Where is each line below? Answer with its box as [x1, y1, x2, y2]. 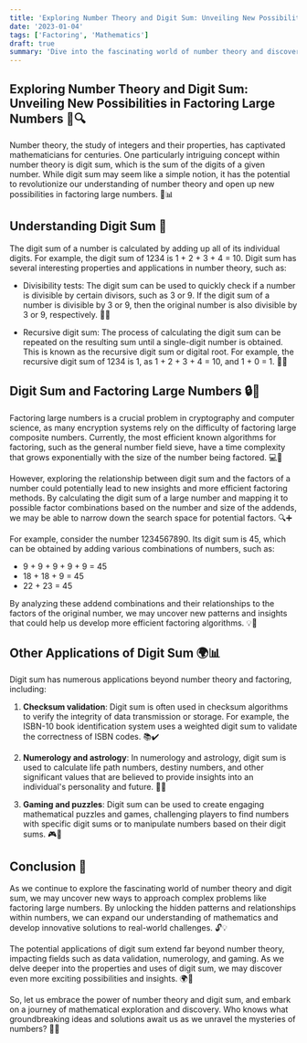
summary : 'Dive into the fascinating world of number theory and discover [9, 47, 301, 57]
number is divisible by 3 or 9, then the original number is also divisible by [22, 299, 298, 311]
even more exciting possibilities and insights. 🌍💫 [9, 974, 194, 985]
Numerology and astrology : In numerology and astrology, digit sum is [22, 753, 287, 764]
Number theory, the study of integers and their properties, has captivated [9, 139, 286, 151]
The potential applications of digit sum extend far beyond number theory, [9, 943, 285, 954]
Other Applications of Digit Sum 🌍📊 [9, 645, 221, 660]
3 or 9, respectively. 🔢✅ [22, 309, 111, 320]
